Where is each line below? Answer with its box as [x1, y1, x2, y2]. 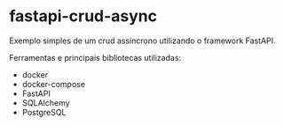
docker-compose [21, 78, 86, 89]
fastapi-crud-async [9, 6, 158, 26]
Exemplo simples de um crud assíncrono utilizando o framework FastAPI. [9, 35, 276, 46]
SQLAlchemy [21, 97, 70, 107]
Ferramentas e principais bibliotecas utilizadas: [9, 52, 182, 63]
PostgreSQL [21, 107, 67, 117]
